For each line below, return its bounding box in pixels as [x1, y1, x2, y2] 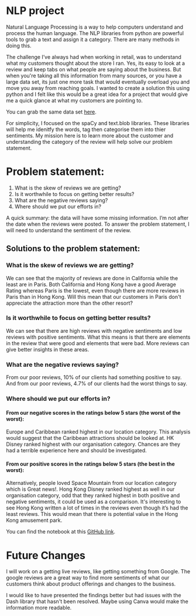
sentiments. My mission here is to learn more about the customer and [6, 132, 174, 139]
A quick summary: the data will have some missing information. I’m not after [6, 214, 189, 221]
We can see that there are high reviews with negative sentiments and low [6, 327, 183, 334]
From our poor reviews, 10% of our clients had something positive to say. [6, 374, 182, 381]
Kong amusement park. [6, 517, 63, 524]
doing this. [6, 42, 32, 49]
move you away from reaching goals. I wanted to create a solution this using [6, 84, 190, 91]
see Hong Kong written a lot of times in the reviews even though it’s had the [6, 504, 188, 511]
